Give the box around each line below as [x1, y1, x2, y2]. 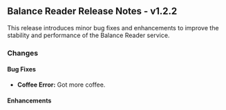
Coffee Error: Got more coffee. [17, 80, 106, 89]
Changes [7, 48, 39, 58]
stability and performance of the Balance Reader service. [7, 31, 170, 39]
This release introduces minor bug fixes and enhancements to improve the [7, 23, 219, 32]
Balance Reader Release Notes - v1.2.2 [7, 5, 178, 17]
